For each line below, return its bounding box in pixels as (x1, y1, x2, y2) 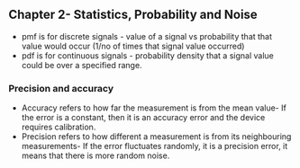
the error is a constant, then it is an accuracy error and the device (21, 112, 266, 123)
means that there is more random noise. (21, 150, 170, 161)
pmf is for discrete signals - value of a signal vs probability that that (21, 31, 272, 41)
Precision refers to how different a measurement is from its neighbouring (21, 131, 292, 142)
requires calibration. (21, 121, 96, 133)
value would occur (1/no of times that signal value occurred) (21, 40, 245, 51)
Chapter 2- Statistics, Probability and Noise (8, 7, 258, 22)
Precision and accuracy (8, 82, 114, 94)
